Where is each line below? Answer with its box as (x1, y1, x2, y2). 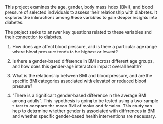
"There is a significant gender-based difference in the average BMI (12, 92, 146, 98)
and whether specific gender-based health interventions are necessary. (12, 113, 156, 119)
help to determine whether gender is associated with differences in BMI (12, 108, 156, 114)
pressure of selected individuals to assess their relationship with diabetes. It (5, 9, 157, 15)
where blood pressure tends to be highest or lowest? (12, 49, 118, 54)
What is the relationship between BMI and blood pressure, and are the (12, 73, 152, 78)
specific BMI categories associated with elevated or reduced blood (12, 78, 147, 84)
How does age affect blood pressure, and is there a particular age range (12, 44, 157, 49)
